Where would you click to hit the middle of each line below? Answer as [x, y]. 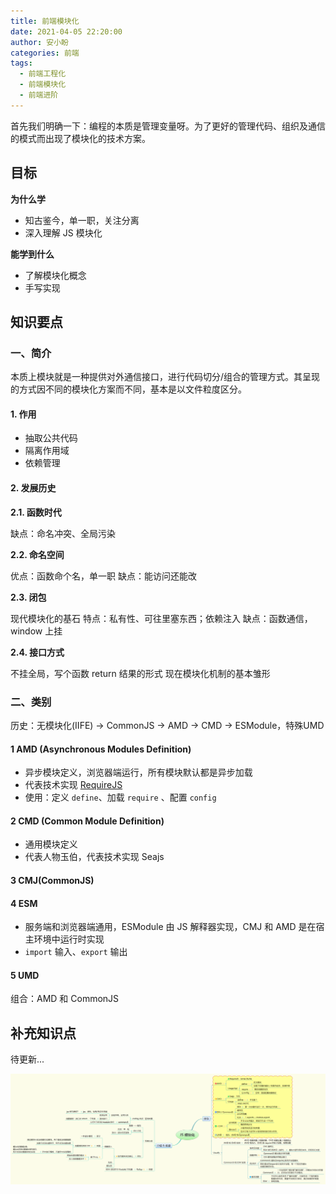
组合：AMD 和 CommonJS [65, 999]
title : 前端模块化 [45, 21]
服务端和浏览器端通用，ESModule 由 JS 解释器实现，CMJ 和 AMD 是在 [170, 927]
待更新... [27, 1059]
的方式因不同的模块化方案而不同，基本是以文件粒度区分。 [128, 389]
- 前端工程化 [43, 74]
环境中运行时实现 [69, 939]
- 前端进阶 [39, 95]
